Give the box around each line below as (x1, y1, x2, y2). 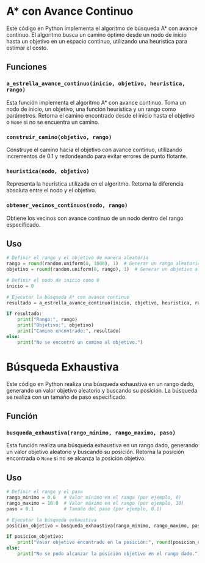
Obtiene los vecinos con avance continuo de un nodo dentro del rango (6, 214, 184, 222)
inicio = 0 (6, 283, 34, 289)
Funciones (6, 62, 48, 72)
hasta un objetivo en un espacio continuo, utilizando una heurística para (6, 37, 187, 45)
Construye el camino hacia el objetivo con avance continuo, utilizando (6, 146, 182, 153)
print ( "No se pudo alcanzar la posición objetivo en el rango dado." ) (17, 551, 201, 557)
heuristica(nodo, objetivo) (6, 167, 90, 175)
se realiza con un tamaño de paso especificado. (6, 393, 127, 401)
